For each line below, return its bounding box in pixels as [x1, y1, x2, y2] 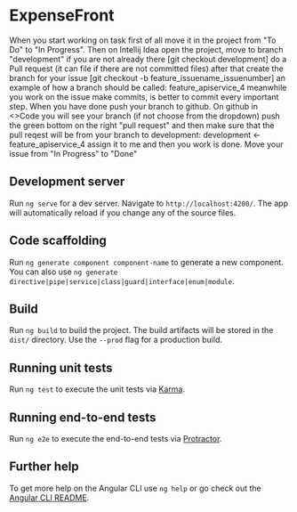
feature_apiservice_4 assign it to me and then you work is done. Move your [9, 139, 284, 150]
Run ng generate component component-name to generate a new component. [9, 256, 285, 267]
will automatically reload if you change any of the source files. [9, 207, 237, 218]
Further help [9, 459, 80, 475]
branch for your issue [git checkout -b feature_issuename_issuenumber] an [9, 72, 286, 83]
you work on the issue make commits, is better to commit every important [9, 91, 279, 102]
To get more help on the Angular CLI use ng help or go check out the [9, 483, 261, 493]
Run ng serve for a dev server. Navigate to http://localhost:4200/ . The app [9, 198, 289, 208]
